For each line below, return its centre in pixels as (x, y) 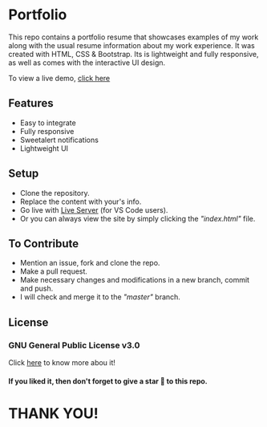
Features (31, 103)
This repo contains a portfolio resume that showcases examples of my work (133, 37)
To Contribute (44, 244)
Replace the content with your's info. (81, 201)
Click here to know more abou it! (62, 363)
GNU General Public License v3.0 (74, 345)
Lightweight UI (44, 148)
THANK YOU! (53, 413)
